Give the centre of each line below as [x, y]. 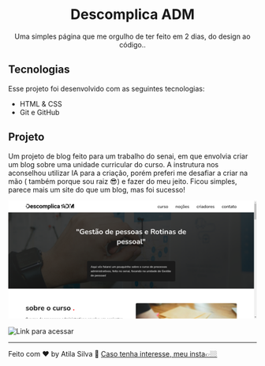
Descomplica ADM [132, 15]
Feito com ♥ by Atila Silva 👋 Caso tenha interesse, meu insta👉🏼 [113, 353]
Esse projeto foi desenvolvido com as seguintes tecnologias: [106, 88]
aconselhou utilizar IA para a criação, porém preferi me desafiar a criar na [128, 173]
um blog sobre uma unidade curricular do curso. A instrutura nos [114, 164]
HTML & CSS [41, 103]
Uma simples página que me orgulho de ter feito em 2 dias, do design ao [132, 36]
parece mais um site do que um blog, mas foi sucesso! [97, 189]
